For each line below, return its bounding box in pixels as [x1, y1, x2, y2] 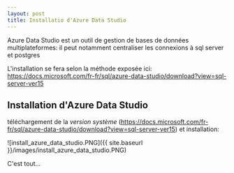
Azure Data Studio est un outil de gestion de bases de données [7, 36, 189, 44]
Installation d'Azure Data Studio [7, 99, 149, 111]
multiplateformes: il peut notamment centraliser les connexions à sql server [7, 43, 224, 52]
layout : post [7, 10, 45, 17]
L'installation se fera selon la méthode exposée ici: [7, 64, 152, 73]
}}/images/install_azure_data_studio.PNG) [7, 146, 127, 154]
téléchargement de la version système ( [7, 118, 122, 126]
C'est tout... [7, 160, 41, 168]
